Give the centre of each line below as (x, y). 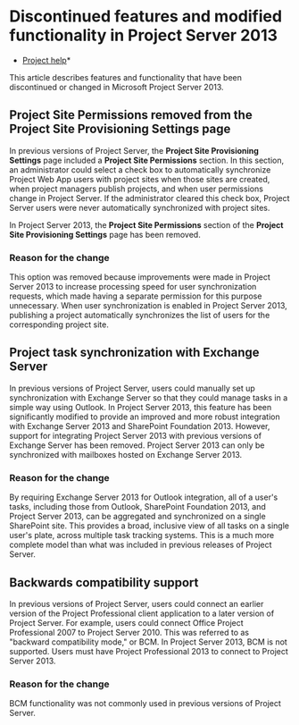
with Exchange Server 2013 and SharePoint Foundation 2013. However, (140, 426)
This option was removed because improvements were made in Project (140, 277)
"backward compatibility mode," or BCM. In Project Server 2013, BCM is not (148, 642)
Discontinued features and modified (146, 17)
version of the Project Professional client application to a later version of (142, 613)
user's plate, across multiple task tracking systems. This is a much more (142, 535)
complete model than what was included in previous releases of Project (141, 545)
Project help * (46, 60)
